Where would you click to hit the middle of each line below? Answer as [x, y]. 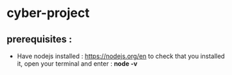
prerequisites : [39, 39]
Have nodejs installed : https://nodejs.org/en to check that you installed [121, 56]
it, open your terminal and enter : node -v [77, 64]
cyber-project [48, 13]
